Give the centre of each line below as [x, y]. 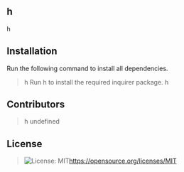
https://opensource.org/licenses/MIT [123, 161]
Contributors [36, 105]
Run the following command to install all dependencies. [87, 68]
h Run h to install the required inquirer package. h [96, 82]
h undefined [42, 122]
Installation [32, 52]
